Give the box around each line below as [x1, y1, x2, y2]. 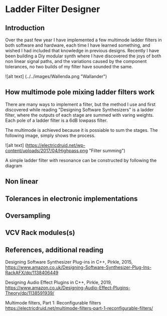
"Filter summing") [89, 147, 125, 153]
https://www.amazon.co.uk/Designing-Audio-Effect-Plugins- [5, 285, 130, 291]
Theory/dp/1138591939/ [5, 290, 55, 296]
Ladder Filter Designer [5, 4, 100, 15]
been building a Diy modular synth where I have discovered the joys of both [5, 53, 161, 59]
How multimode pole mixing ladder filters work [5, 88, 155, 97]
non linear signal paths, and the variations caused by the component [5, 58, 147, 64]
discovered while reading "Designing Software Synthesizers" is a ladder [5, 107, 154, 113]
